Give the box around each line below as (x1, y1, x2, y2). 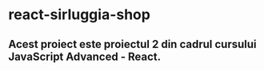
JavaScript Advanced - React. (8, 49, 162, 63)
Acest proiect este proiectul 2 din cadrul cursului (8, 37, 257, 51)
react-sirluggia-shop (8, 6, 150, 24)
